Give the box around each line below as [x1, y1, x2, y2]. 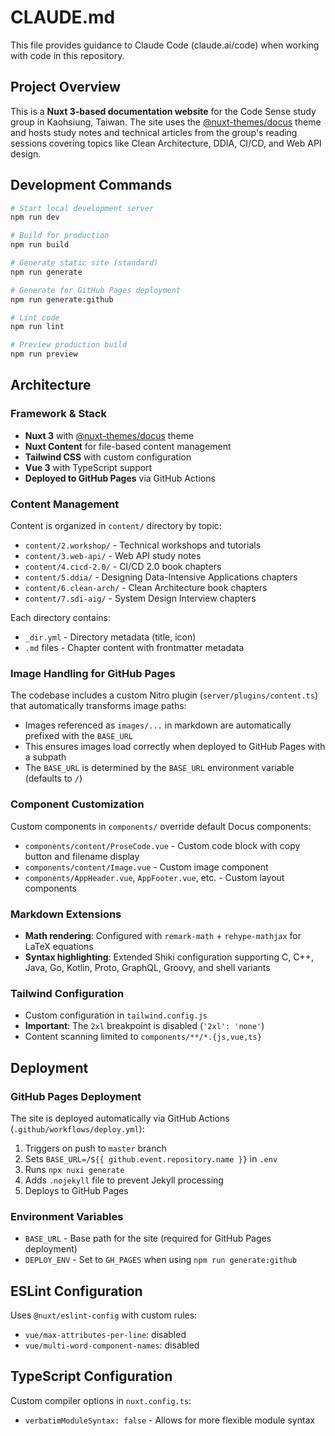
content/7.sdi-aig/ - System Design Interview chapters [24, 592, 257, 605]
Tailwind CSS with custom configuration [24, 451, 192, 463]
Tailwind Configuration [10, 986, 125, 1000]
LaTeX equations [24, 940, 94, 952]
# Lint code [10, 312, 60, 323]
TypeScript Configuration [10, 1368, 173, 1385]
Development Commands [10, 177, 173, 194]
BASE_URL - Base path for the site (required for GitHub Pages [24, 1232, 272, 1245]
